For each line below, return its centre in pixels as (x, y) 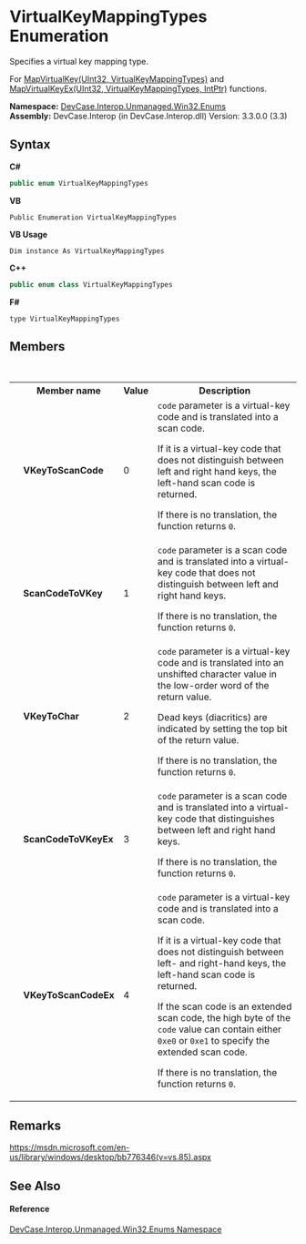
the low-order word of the (214, 686)
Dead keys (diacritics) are (213, 718)
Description (225, 391)
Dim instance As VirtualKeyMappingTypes (87, 251)
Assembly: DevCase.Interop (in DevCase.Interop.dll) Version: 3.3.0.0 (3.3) (148, 116)
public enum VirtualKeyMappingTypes (79, 183)
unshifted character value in (218, 674)
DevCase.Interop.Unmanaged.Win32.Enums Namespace (116, 1229)
